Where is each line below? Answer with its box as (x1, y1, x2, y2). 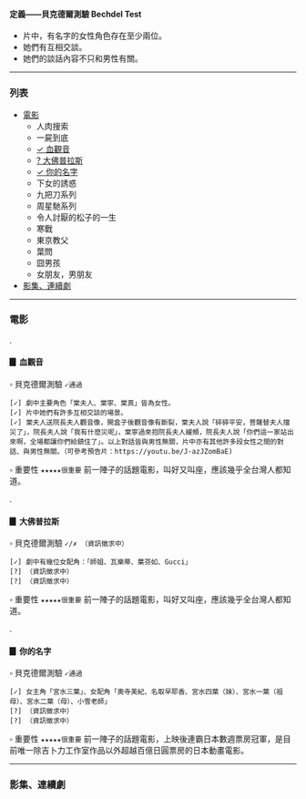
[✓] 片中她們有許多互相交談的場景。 (9, 408, 127, 417)
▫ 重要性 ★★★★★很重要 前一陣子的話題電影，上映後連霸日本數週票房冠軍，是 (9, 733, 284, 744)
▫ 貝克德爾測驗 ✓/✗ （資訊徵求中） (9, 538, 129, 548)
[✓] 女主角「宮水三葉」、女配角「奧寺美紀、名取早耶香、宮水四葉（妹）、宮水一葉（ (9, 688, 277, 697)
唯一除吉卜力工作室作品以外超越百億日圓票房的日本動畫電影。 (16, 745, 249, 756)
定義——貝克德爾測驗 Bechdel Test (9, 8, 142, 19)
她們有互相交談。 (22, 42, 87, 53)
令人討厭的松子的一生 (36, 211, 117, 222)
